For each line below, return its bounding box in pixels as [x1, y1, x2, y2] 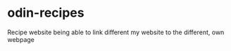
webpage [7, 35, 35, 43]
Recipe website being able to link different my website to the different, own [7, 28, 225, 36]
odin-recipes [7, 5, 85, 21]
